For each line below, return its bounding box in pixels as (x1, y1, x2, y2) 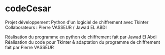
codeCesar (5, 3, 51, 14)
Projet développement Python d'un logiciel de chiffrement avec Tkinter (5, 19, 149, 25)
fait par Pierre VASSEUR (5, 44, 54, 50)
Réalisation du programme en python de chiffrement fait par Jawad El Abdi (5, 34, 157, 40)
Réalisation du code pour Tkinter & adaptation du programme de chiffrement (5, 39, 160, 45)
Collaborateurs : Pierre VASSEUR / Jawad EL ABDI (5, 24, 107, 30)
